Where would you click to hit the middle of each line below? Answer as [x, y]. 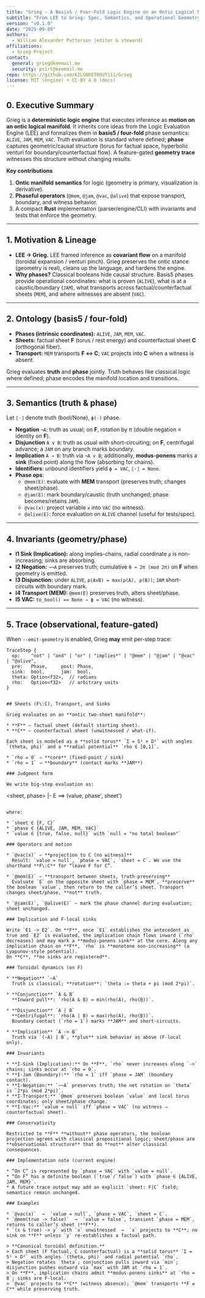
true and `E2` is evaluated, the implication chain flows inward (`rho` [101, 936]
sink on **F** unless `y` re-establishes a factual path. [81, 1236]
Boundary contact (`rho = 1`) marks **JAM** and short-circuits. [97, 1021]
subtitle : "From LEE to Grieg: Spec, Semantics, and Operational [91, 18]
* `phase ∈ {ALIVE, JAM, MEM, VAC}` [53, 828]
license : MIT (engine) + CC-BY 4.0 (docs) [61, 80]
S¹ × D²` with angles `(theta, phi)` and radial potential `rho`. [92, 1257]
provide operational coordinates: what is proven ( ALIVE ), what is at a [101, 281]
